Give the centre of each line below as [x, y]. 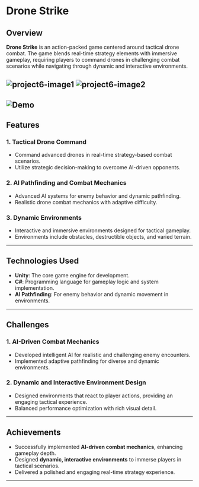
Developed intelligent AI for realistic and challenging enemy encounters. [102, 355]
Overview [25, 33]
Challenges [28, 325]
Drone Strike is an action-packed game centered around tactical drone [93, 47]
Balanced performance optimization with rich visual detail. [86, 408]
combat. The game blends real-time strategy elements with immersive [92, 53]
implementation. [34, 288]
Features [23, 125]
